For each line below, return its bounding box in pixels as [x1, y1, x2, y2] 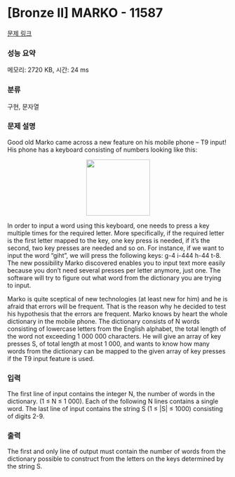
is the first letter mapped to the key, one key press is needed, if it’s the [7, 236, 210, 244]
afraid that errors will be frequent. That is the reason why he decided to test [7, 302, 227, 311]
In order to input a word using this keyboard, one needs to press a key [7, 221, 210, 230]
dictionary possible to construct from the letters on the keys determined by [7, 455, 224, 463]
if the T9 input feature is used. [7, 354, 95, 362]
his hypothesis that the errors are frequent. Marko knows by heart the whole [7, 309, 228, 318]
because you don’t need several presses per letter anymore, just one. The [7, 266, 221, 275]
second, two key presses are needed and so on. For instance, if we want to [7, 244, 224, 252]
